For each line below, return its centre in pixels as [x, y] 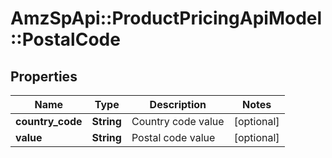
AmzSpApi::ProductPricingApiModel [166, 18]
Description [178, 104]
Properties [44, 76]
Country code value [178, 121]
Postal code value [173, 137]
